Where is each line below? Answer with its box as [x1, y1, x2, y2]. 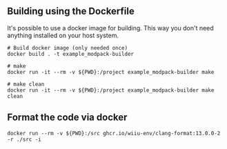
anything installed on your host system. [7, 31, 119, 39]
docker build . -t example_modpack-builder [7, 50, 135, 57]
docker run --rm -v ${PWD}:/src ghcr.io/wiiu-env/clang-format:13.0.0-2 [7, 130, 221, 137]
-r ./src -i [7, 136, 41, 143]
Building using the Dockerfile [7, 6, 135, 17]
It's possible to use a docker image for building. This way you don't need [7, 23, 214, 32]
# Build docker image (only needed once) [7, 44, 128, 51]
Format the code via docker [7, 112, 128, 123]
